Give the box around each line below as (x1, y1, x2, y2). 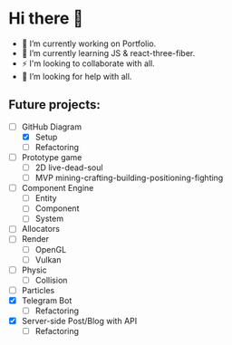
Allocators (21, 224, 61, 235)
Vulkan (34, 254, 62, 265)
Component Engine (21, 183, 94, 194)
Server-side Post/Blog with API (21, 315, 138, 326)
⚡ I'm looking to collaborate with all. (21, 58, 155, 69)
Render (21, 234, 50, 244)
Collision (34, 274, 68, 285)
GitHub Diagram (21, 121, 82, 132)
